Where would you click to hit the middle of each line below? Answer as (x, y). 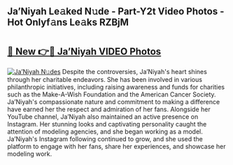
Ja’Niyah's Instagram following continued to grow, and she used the (105, 139)
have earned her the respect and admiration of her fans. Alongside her (109, 109)
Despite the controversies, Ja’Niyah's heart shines (135, 72)
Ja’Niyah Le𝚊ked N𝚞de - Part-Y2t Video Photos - (116, 12)
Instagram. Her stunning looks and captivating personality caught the (107, 124)
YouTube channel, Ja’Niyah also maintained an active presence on (103, 117)
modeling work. (30, 154)
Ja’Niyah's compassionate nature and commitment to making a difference (114, 102)
